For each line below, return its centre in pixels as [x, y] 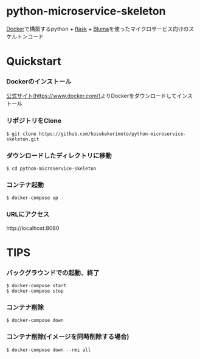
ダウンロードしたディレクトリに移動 [59, 155]
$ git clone [21, 134]
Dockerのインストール [39, 82]
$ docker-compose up [33, 198]
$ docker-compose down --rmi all [49, 350]
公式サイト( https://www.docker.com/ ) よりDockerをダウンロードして [92, 96]
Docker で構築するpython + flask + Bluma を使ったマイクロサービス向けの [98, 29]
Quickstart [34, 61]
